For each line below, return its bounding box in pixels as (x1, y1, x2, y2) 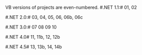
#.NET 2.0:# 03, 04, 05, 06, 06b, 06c (5, 14, 83, 20)
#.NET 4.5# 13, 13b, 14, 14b (5, 44, 62, 50)
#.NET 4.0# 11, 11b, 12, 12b (5, 34, 60, 40)
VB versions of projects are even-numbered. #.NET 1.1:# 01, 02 (5, 5, 137, 10)
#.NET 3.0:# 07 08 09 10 (5, 24, 57, 30)
